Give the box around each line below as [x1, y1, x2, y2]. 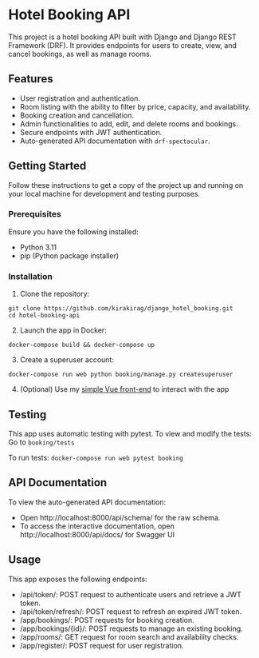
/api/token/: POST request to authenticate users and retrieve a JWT [19, 589, 241, 599]
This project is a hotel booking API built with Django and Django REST [8, 32, 237, 42]
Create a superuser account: [19, 355, 114, 365]
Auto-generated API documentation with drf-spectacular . [19, 136, 210, 146]
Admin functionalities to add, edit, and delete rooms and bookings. [19, 118, 239, 129]
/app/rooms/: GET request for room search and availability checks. [19, 632, 239, 641]
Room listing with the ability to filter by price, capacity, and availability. [19, 102, 251, 111]
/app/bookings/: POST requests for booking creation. [19, 615, 194, 624]
